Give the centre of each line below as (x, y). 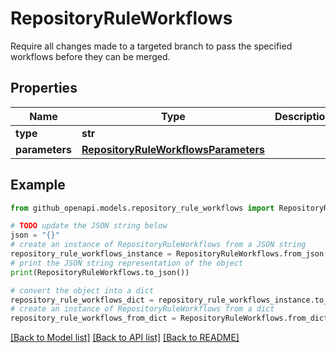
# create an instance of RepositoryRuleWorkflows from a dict (142, 309)
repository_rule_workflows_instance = (91, 254)
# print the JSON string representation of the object (127, 263)
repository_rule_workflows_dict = (82, 300)
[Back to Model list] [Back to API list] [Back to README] (125, 338)
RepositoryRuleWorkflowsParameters (173, 149)
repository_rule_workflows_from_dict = (93, 318)
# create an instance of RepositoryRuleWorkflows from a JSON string (158, 245)
